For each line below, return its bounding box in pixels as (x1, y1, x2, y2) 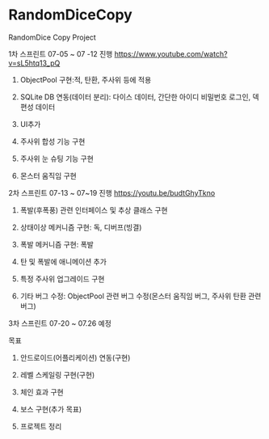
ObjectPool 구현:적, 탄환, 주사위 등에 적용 (19, 74, 152, 84)
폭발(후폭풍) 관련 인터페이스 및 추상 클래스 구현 (19, 205, 168, 215)
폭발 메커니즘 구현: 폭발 (19, 239, 95, 249)
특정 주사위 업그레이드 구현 (19, 273, 105, 284)
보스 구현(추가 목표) (19, 404, 82, 414)
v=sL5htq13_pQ (8, 58, 61, 68)
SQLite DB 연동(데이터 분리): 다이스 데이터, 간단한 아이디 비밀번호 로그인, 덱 (19, 91, 260, 102)
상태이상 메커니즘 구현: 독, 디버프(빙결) (19, 222, 142, 232)
